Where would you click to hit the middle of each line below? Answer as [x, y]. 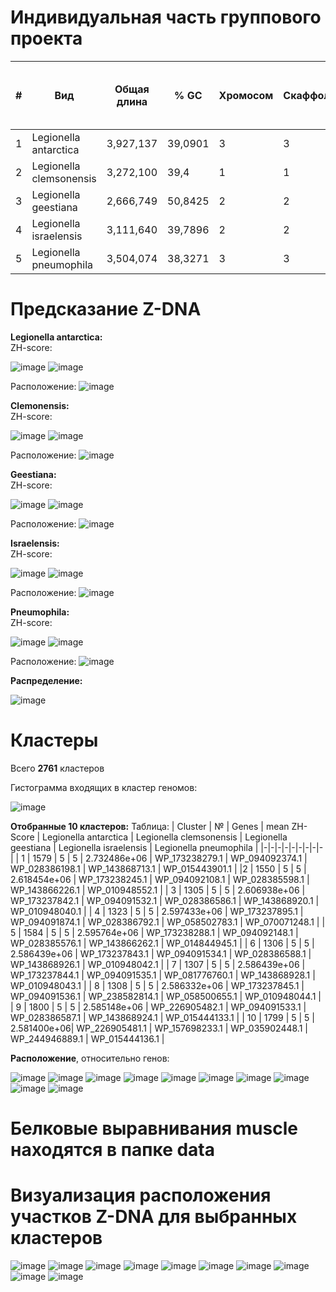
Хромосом [246, 95]
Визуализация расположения [141, 1195]
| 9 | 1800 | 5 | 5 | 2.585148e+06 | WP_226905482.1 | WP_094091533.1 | [158, 1007]
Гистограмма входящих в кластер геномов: [104, 787]
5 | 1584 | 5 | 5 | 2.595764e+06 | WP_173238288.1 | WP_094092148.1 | [154, 932]
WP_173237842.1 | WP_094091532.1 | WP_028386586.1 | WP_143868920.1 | [165, 900]
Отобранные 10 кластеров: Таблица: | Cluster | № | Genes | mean [150, 826]
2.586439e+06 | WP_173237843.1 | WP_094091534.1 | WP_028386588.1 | [161, 953]
